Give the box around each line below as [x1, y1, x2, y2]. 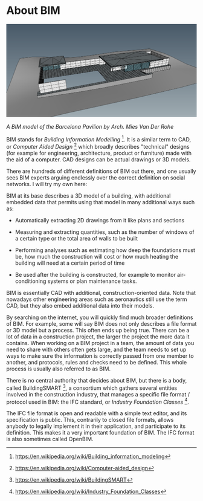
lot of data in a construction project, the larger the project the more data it [6, 333, 190, 340]
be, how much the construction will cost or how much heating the [14, 253, 179, 260]
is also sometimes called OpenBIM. [6, 436, 94, 443]
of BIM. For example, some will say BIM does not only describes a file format [6, 320, 197, 327]
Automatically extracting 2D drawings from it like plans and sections [14, 216, 185, 224]
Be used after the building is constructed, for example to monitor [14, 271, 176, 278]
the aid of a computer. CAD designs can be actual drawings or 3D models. [6, 155, 191, 163]
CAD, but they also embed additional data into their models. [6, 302, 155, 309]
